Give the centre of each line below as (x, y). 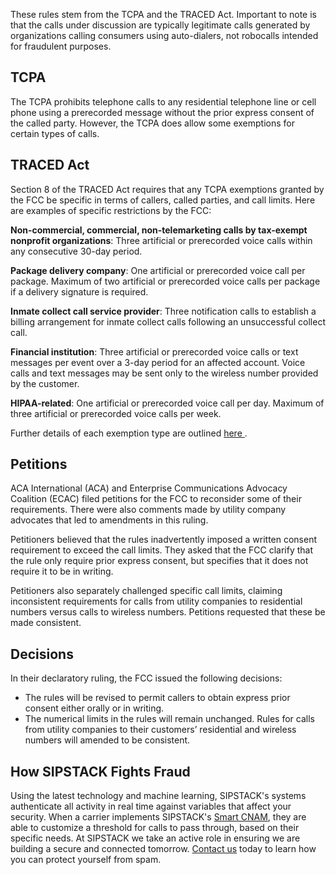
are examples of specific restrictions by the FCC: (111, 210)
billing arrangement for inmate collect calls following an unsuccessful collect (168, 321)
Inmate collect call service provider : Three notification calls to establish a (163, 311)
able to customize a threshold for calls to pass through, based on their (155, 828)
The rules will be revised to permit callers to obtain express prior (157, 698)
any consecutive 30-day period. (76, 251)
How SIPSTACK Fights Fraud (100, 771)
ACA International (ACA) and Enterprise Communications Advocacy (149, 488)
